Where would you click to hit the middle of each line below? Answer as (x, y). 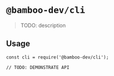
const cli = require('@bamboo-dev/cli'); (58, 57)
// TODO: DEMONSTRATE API (38, 67)
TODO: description (43, 25)
